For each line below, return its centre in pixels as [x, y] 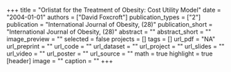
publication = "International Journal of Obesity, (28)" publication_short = [110, 24]
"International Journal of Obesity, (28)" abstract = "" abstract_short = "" [109, 32]
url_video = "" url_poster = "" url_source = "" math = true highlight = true [110, 53]
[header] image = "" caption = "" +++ [60, 61]
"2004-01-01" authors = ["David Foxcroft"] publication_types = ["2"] [104, 17]
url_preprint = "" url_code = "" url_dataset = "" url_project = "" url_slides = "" [115, 46]
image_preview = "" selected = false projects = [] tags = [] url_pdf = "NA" [111, 39]
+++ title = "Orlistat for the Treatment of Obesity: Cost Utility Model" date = [114, 10]
